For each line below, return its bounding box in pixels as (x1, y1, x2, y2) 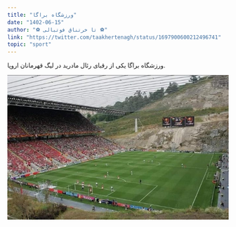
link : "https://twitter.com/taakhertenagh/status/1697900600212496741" (7, 34, 221, 41)
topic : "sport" (7, 41, 52, 48)
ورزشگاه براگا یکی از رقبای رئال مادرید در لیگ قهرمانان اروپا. (7, 61, 166, 70)
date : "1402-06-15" (7, 18, 65, 26)
